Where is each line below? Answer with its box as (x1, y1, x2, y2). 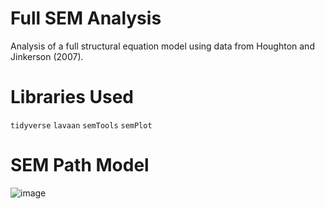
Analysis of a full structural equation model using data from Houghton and (10, 40, 315, 52)
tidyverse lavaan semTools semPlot (10, 120, 153, 131)
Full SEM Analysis (10, 7, 162, 30)
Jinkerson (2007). (10, 50, 84, 62)
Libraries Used (10, 86, 134, 109)
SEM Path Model (10, 154, 150, 177)
